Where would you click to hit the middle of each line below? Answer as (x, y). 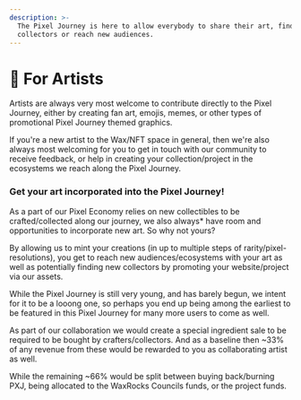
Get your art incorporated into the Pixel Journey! (117, 192)
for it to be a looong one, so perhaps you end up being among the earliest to (150, 303)
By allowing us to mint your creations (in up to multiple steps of (125, 248)
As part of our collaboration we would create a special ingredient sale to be (148, 330)
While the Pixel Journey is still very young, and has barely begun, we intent (148, 293)
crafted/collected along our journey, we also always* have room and (135, 221)
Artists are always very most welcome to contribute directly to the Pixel (141, 103)
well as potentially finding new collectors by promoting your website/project (149, 266)
